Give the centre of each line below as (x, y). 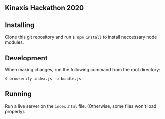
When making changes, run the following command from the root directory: (83, 70)
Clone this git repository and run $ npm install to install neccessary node (81, 37)
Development (27, 58)
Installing (20, 25)
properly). (15, 111)
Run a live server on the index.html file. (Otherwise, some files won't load (81, 106)
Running (19, 94)
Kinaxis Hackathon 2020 (44, 8)
